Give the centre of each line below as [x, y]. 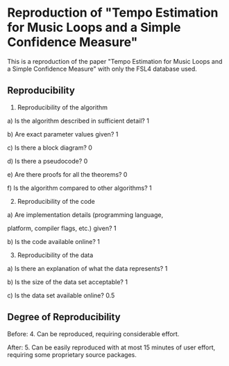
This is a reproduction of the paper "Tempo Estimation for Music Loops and [115, 61]
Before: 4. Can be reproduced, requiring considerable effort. [93, 333]
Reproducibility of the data [55, 255]
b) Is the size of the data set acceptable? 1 [68, 281]
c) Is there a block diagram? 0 [50, 148]
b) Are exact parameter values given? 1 [63, 134]
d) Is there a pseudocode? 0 [48, 161]
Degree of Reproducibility [64, 317]
